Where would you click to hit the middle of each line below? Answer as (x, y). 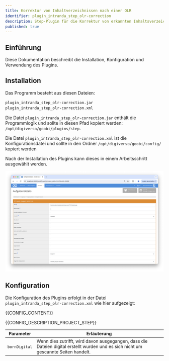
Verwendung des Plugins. (32, 65)
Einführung (23, 48)
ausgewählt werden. (26, 164)
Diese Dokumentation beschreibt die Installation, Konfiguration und (75, 60)
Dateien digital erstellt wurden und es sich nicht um (89, 346)
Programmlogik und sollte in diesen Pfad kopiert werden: (64, 123)
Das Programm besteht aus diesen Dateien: (50, 93)
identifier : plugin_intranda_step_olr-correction (58, 16)
